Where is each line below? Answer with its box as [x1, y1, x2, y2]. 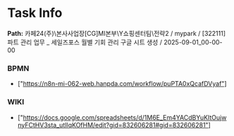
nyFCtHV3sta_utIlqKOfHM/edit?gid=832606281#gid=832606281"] [17, 120, 211, 129]
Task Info [7, 5, 63, 21]
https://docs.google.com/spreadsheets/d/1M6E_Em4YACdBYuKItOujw [23, 113, 227, 121]
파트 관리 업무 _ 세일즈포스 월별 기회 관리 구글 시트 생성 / [7, 37, 162, 47]
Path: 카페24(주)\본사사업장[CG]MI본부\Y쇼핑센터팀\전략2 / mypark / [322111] [7, 29, 226, 37]
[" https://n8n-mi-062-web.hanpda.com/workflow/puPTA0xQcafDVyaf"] [17, 80, 227, 88]
